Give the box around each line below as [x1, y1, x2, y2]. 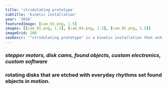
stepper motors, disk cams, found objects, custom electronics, [5, 51, 161, 58]
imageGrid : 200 [5, 30, 37, 35]
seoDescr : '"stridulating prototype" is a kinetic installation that [5, 35, 153, 40]
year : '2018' [5, 16, 32, 21]
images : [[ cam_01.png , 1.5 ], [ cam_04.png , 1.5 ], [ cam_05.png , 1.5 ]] [5, 26, 151, 31]
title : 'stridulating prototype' [5, 7, 75, 12]
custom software [5, 58, 48, 65]
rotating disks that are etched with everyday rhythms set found [5, 71, 162, 78]
